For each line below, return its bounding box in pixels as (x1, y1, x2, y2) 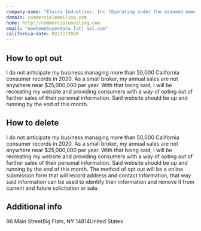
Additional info (6, 202, 63, 212)
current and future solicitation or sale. (6, 184, 99, 192)
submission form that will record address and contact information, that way (6, 171, 191, 179)
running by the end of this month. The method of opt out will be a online (6, 165, 184, 173)
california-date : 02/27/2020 (6, 31, 79, 37)
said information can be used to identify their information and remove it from (6, 178, 194, 185)
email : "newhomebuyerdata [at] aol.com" (6, 25, 109, 32)
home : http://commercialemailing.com (6, 20, 100, 26)
